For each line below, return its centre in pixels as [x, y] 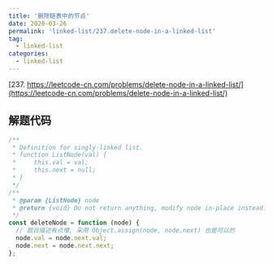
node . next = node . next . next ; [65, 245]
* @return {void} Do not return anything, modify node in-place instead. [139, 208]
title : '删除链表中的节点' [49, 16]
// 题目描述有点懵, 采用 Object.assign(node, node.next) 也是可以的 [126, 231]
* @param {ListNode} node [56, 200]
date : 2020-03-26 [38, 24]
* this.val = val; [50, 163]
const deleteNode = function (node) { [74, 223]
